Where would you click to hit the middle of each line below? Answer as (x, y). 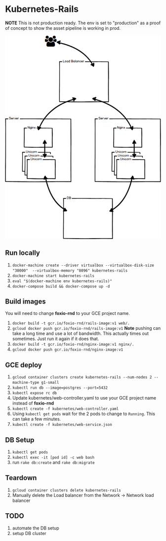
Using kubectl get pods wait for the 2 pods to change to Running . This (84, 414)
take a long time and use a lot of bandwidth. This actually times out (81, 334)
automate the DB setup (36, 528)
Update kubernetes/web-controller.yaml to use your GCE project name (84, 398)
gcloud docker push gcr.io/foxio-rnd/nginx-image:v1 (68, 350)
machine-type (26, 383)
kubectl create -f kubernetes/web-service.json (62, 425)
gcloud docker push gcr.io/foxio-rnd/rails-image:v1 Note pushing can (86, 328)
